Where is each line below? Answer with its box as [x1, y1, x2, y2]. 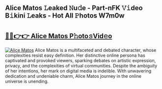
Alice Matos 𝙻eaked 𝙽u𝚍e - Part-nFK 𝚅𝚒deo [5, 4, 143, 12]
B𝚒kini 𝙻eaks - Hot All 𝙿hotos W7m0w [5, 12, 125, 20]
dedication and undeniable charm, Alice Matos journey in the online [5, 73, 141, 79]
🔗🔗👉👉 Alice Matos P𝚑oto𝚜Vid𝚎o [5, 32, 112, 40]
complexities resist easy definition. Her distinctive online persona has [5, 52, 146, 58]
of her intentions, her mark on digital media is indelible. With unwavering [5, 68, 152, 74]
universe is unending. [5, 78, 49, 84]
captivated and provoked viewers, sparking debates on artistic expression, [5, 58, 156, 63]
